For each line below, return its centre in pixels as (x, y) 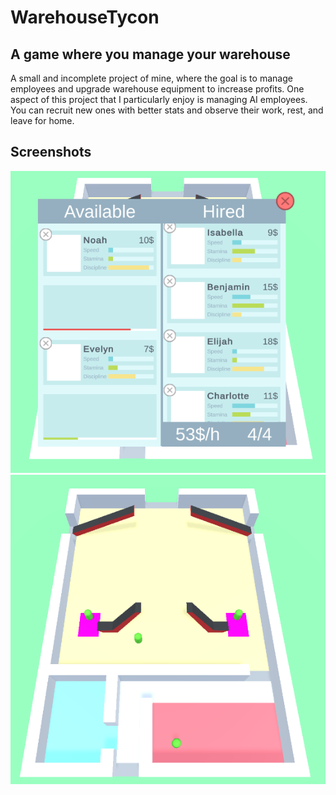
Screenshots (51, 152)
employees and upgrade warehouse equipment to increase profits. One (157, 89)
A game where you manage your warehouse (150, 54)
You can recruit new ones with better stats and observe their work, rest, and (167, 110)
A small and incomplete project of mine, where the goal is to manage (151, 78)
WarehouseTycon (85, 17)
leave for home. (42, 120)
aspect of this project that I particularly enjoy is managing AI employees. (159, 99)
